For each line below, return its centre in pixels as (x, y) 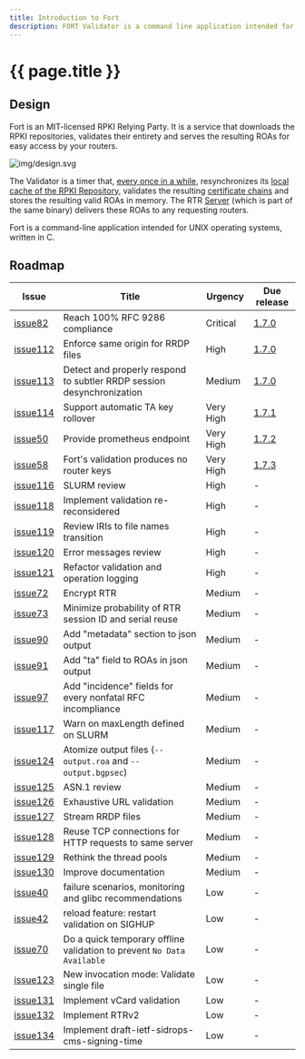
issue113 (34, 381)
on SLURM (86, 735)
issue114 (34, 413)
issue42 (31, 919)
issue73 (31, 613)
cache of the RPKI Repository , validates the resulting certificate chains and (149, 191)
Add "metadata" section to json (130, 634)
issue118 (34, 506)
